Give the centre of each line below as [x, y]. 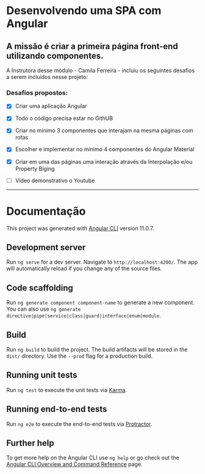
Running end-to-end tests [57, 409]
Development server [46, 247]
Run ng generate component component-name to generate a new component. [101, 303]
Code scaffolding [40, 288]
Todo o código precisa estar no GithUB [64, 118]
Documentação [46, 211]
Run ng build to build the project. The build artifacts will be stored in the [97, 350]
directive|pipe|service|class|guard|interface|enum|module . [84, 316]
